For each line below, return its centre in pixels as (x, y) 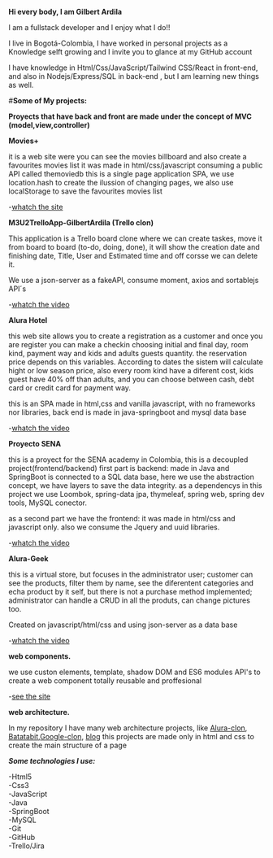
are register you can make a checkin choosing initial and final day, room (128, 344)
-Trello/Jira (26, 846)
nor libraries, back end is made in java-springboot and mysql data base (128, 412)
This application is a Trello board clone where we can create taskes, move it (135, 238)
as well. (21, 85)
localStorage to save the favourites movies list (85, 191)
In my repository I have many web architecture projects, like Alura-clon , (128, 728)
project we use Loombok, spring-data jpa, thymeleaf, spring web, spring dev (136, 494)
